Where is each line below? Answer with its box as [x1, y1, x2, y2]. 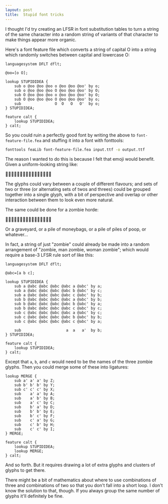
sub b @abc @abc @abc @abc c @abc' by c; [14, 306, 102, 311]
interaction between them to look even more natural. [5, 197, 114, 203]
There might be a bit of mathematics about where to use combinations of [5, 477, 157, 483]
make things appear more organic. [5, 36, 76, 43]
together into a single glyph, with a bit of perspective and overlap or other [5, 192, 158, 198]
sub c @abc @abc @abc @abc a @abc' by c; [14, 310, 102, 315]
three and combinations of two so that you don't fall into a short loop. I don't [5, 482, 163, 488]
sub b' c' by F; [14, 413, 55, 418]
